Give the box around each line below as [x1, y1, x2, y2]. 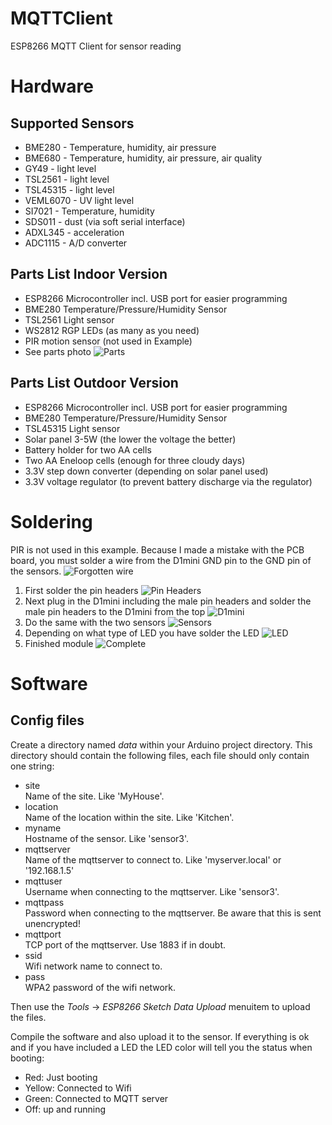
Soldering [10, 510, 93, 533]
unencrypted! [24, 917, 81, 929]
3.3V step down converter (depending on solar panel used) [24, 465, 269, 477]
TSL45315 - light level [24, 183, 115, 196]
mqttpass [24, 896, 65, 908]
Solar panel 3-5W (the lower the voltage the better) [24, 433, 237, 445]
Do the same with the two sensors [24, 616, 166, 628]
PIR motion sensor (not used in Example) [24, 335, 193, 347]
